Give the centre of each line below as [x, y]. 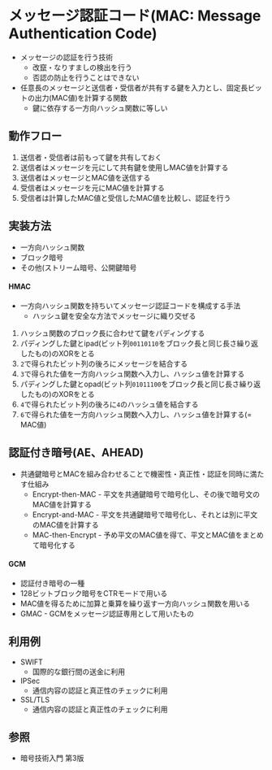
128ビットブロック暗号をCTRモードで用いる [94, 593]
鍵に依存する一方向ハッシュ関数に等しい [100, 108]
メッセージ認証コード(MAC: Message [135, 16]
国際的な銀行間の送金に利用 [79, 672]
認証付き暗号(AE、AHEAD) [76, 452]
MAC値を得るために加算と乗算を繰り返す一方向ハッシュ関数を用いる [135, 603]
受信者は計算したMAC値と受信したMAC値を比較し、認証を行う [125, 198]
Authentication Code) [83, 34]
